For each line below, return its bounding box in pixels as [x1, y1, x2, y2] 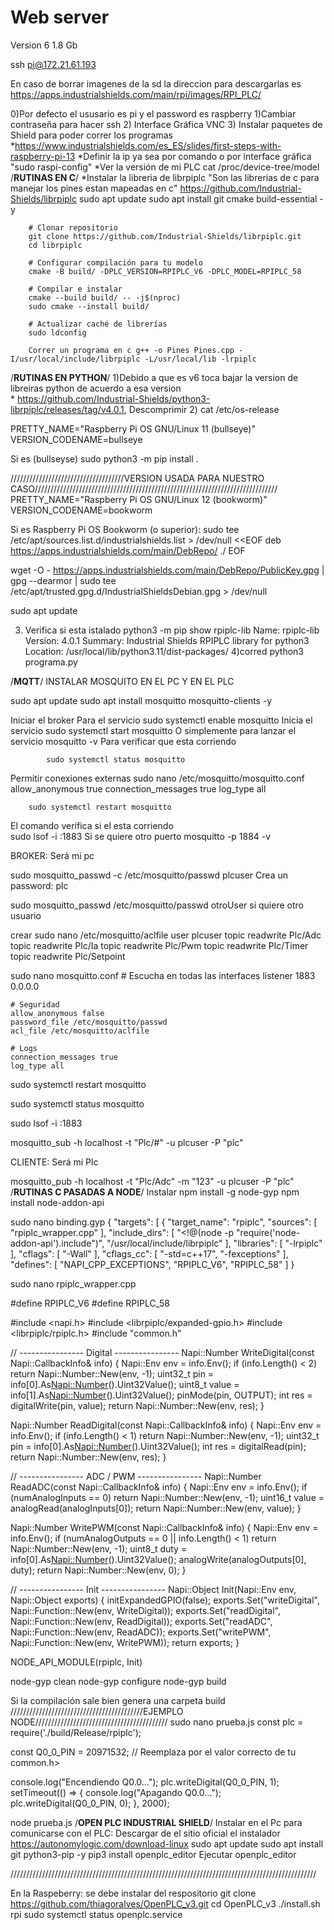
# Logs [10, 1043, 38, 1053]
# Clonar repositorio [28, 222, 118, 233]
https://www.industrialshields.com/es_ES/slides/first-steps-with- [14, 139, 282, 151]
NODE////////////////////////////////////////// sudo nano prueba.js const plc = [10, 1716, 304, 1728]
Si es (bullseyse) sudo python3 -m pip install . [10, 452, 199, 465]
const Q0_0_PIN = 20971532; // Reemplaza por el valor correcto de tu [10, 1746, 297, 1758]
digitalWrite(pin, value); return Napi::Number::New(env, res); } [10, 1399, 265, 1411]
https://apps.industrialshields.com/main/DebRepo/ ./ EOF [10, 544, 246, 556]
